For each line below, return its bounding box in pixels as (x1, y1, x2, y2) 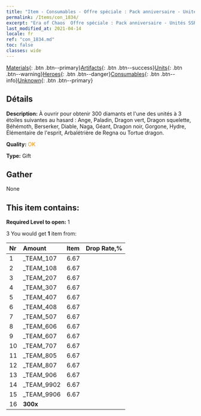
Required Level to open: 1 (6, 219, 70, 226)
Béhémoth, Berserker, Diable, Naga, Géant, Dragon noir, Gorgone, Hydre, (6, 123, 187, 130)
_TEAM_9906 (23, 390, 61, 399)
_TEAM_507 (23, 313, 57, 321)
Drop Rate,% (86, 244, 123, 253)
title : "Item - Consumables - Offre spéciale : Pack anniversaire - (6, 8, 181, 15)
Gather (6, 169, 33, 179)
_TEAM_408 (23, 303, 57, 311)
